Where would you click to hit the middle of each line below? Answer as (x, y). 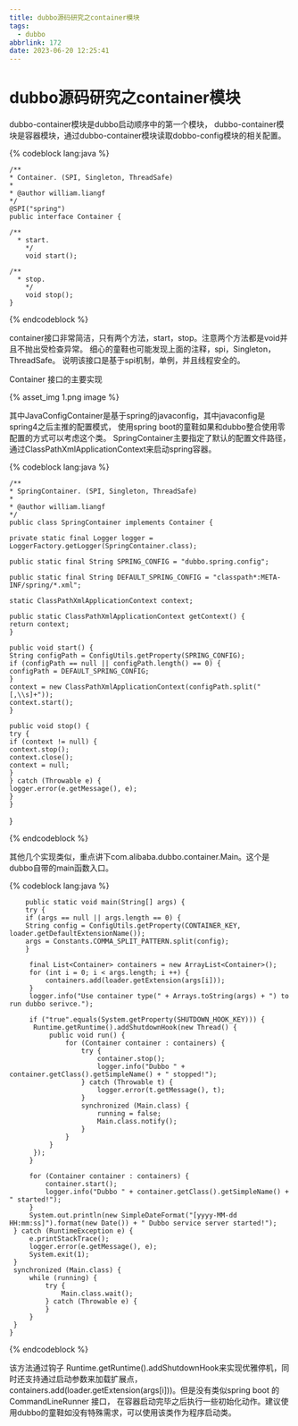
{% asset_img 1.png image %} (65, 397)
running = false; (129, 1114)
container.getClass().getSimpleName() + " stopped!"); (113, 1074)
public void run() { (87, 1036)
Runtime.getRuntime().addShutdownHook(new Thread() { (135, 1028)
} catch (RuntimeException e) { (73, 1231)
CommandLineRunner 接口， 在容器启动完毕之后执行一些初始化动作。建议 (145, 1402)
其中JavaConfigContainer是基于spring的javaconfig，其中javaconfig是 (137, 416)
